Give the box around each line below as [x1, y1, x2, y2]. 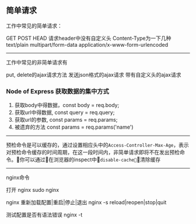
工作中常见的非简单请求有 [6, 58, 68, 66]
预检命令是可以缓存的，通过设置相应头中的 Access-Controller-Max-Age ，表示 [6, 142, 189, 149]
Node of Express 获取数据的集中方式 [6, 87, 110, 95]
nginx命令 [6, 174, 30, 181]
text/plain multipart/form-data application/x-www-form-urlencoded [6, 41, 168, 48]
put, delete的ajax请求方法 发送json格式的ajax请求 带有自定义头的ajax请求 [6, 71, 181, 78]
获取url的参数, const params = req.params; [14, 116, 118, 123]
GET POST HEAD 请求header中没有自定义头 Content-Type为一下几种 [6, 35, 171, 42]
